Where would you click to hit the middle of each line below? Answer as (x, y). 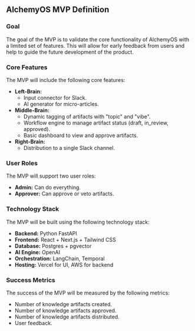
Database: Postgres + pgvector (53, 246)
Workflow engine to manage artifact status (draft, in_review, (96, 123)
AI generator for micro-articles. (61, 104)
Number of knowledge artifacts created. (63, 304)
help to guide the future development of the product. (70, 52)
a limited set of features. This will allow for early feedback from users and (95, 45)
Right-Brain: (30, 142)
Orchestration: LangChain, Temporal (60, 258)
